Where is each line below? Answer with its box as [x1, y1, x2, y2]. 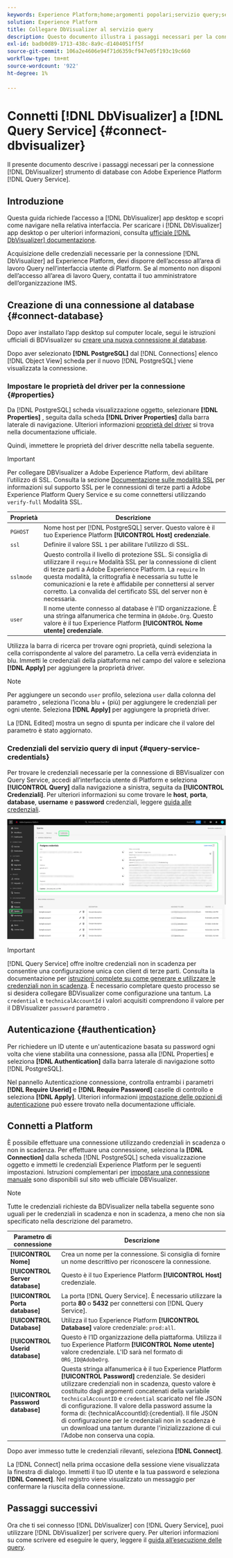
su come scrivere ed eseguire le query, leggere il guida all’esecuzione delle [7, 1536, 222, 1544]
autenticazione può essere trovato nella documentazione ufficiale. [7, 1100, 196, 1108]
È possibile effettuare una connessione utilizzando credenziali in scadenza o [7, 1138, 225, 1147]
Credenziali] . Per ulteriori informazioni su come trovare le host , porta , [7, 790, 208, 798]
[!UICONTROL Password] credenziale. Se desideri [61, 1372, 206, 1381]
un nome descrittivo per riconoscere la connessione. [61, 1258, 212, 1266]
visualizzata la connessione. [7, 364, 88, 372]
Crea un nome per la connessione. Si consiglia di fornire [61, 1250, 221, 1258]
